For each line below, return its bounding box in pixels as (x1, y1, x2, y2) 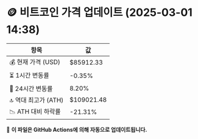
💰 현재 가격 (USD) (9, 57, 61, 66)
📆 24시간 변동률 (9, 84, 53, 93)
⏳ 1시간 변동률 (9, 71, 50, 79)
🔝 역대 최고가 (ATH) (9, 96, 64, 104)
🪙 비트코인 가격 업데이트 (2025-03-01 (6, 5, 193, 20)
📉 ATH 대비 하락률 (9, 107, 61, 116)
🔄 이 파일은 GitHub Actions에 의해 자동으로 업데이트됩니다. (6, 126, 147, 133)
